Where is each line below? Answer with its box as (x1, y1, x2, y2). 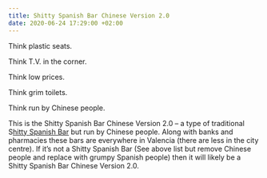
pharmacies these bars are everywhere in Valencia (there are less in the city (8, 135, 259, 144)
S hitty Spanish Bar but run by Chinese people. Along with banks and (8, 127, 233, 136)
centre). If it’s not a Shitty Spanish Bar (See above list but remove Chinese (8, 144, 252, 153)
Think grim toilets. (8, 87, 68, 97)
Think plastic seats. (8, 41, 73, 50)
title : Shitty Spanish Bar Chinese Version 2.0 (8, 11, 170, 20)
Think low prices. (8, 72, 66, 81)
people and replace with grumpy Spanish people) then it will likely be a (8, 152, 241, 162)
